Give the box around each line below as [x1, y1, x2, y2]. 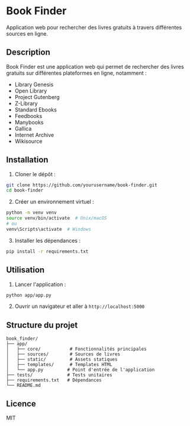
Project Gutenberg [14, 93, 60, 100]
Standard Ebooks [14, 106, 57, 113]
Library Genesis [14, 81, 54, 88]
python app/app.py [6, 292, 51, 298]
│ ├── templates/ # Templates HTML [6, 362, 112, 368]
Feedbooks [14, 112, 43, 119]
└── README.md [6, 383, 41, 389]
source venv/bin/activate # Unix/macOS [6, 215, 108, 221]
